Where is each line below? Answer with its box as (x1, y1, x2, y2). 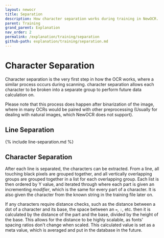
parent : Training (5, 21, 41, 26)
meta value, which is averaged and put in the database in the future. (5, 227, 142, 233)
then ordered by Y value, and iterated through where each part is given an (5, 181, 155, 187)
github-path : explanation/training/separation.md (5, 39, 109, 44)
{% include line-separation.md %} (5, 139, 74, 145)
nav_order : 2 (5, 30, 32, 35)
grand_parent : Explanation (5, 25, 60, 30)
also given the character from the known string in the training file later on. (5, 192, 153, 198)
